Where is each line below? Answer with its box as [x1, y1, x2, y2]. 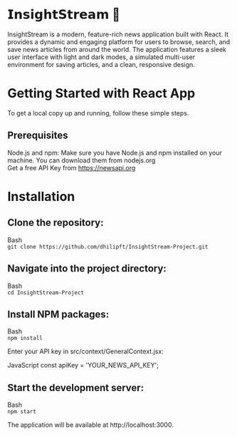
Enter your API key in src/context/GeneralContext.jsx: [7, 347, 164, 355]
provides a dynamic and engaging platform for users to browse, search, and [7, 37, 231, 46]
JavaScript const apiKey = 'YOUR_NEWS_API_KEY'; [7, 361, 159, 370]
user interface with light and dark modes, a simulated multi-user [7, 53, 196, 61]
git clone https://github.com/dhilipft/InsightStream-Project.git [7, 243, 209, 250]
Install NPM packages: [7, 308, 110, 320]
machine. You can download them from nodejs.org [7, 156, 156, 165]
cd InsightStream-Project [7, 289, 84, 296]
